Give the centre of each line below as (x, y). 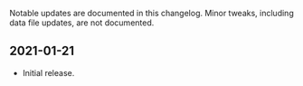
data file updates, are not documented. (82, 23)
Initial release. (48, 72)
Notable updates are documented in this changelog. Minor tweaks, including (151, 13)
